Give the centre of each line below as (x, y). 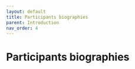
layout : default (26, 11)
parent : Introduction (33, 22)
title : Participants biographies (47, 17)
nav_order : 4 (22, 28)
